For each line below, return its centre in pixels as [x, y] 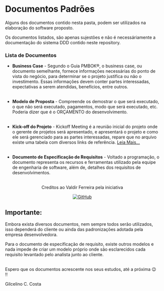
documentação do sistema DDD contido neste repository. [63, 42]
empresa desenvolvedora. [31, 235]
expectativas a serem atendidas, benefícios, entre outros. [70, 87]
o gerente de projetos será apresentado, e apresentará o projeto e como [85, 132]
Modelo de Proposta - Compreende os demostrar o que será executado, [85, 102]
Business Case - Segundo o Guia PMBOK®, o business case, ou [77, 66]
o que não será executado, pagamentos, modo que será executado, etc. [85, 107]
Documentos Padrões [50, 9]
